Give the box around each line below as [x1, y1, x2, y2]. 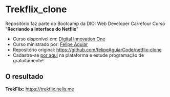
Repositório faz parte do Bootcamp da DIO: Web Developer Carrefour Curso [5, 20, 165, 27]
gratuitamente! [12, 57, 44, 63]
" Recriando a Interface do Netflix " [5, 26, 79, 32]
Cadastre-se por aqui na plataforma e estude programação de [12, 52, 144, 58]
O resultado [5, 72, 44, 81]
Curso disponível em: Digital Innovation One [12, 36, 105, 42]
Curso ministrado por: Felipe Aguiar [12, 41, 88, 47]
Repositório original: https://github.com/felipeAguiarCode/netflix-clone [12, 46, 162, 53]
